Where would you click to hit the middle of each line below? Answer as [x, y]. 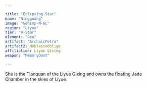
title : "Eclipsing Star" [31, 14]
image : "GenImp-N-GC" [27, 23]
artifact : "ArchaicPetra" [32, 42]
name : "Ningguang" [24, 19]
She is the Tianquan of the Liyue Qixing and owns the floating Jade [73, 74]
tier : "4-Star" [21, 33]
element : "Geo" [21, 37]
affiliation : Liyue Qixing [33, 51]
